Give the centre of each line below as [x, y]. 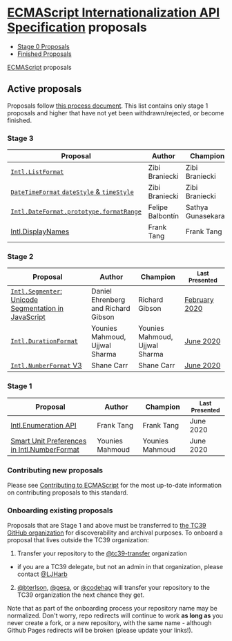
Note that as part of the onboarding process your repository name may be [112, 609]
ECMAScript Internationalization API [114, 13]
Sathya [197, 207]
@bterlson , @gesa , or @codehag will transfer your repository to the [114, 588]
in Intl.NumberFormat [45, 449]
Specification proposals [77, 27]
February [199, 300]
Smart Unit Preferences [49, 441]
